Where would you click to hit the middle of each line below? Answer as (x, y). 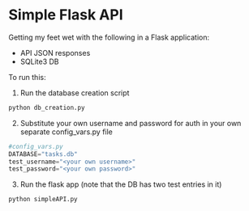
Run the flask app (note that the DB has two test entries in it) (121, 184)
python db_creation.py (47, 108)
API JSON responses (55, 53)
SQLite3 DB (39, 61)
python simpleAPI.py (43, 200)
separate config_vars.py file (67, 132)
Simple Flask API (66, 15)
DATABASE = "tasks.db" (43, 154)
